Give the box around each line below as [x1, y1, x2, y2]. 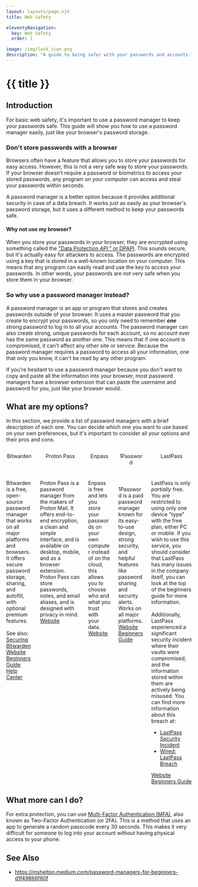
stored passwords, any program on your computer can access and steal [6, 176, 181, 183]
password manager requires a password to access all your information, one [6, 348, 190, 355]
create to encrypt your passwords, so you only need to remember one [6, 316, 177, 324]
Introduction [6, 101, 53, 111]
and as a [39, 555, 61, 562]
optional [6, 605, 26, 612]
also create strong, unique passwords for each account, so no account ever [6, 329, 190, 337]
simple [39, 530, 57, 537]
